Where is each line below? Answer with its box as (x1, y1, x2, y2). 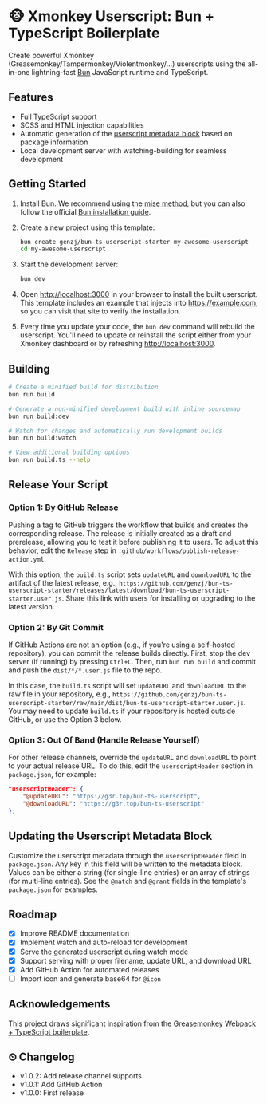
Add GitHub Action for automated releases (19, 964, 159, 974)
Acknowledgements (8, 997, 111, 1011)
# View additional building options (8, 448, 130, 457)
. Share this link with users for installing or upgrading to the (61, 593, 256, 603)
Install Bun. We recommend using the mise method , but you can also (19, 199, 245, 208)
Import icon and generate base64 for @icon (19, 973, 162, 984)
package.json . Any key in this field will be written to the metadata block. (8, 859, 243, 869)
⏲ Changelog (8, 1050, 75, 1063)
